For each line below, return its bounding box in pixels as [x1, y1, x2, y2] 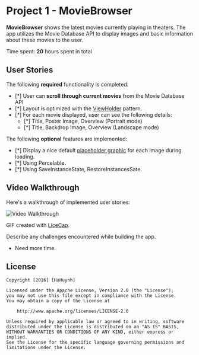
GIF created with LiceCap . [6, 221, 70, 229]
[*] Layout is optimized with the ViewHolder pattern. [14, 105, 143, 112]
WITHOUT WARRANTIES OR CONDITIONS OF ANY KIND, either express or [6, 329, 174, 335]
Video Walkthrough [6, 183, 80, 193]
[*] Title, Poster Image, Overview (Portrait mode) [23, 117, 143, 124]
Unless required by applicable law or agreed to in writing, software [6, 319, 185, 325]
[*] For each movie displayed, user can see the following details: [14, 111, 172, 118]
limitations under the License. [6, 345, 86, 351]
